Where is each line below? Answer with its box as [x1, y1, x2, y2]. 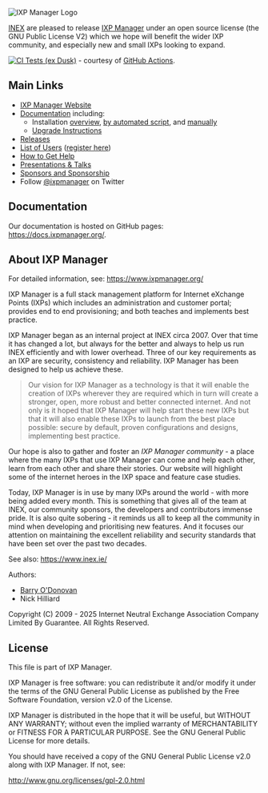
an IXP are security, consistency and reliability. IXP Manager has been [8, 356, 238, 366]
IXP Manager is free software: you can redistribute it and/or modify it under [8, 678, 256, 688]
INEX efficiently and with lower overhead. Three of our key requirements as [8, 348, 257, 357]
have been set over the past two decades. [8, 539, 147, 549]
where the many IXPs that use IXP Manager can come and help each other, [8, 455, 256, 465]
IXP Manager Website [19, 100, 92, 110]
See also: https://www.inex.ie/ [8, 554, 107, 564]
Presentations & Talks [19, 159, 92, 169]
